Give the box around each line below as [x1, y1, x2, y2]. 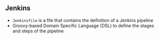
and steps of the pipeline [12, 27, 64, 34]
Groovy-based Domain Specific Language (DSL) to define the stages [12, 22, 154, 28]
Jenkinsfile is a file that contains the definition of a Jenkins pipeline [12, 17, 153, 23]
